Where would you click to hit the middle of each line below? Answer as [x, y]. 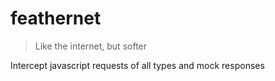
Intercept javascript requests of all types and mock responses [137, 65]
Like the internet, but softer [91, 46]
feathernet [56, 18]
